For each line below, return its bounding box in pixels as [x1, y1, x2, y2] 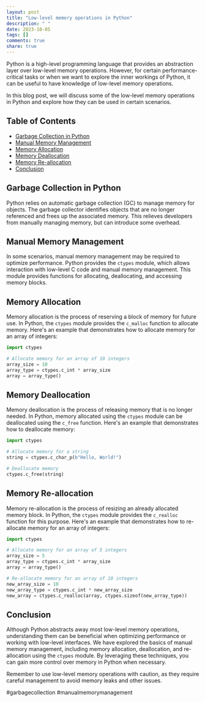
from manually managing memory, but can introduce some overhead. [6, 219, 181, 226]
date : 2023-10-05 [6, 26, 51, 33]
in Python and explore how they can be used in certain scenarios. [6, 98, 171, 105]
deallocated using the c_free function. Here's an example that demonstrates [6, 419, 199, 427]
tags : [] [6, 32, 29, 38]
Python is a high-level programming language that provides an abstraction [6, 60, 194, 68]
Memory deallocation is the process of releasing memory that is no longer [6, 406, 193, 414]
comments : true [6, 37, 45, 44]
